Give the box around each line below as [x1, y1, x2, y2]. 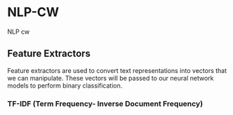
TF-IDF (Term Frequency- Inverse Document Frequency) [7, 99, 204, 109]
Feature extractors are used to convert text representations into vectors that [7, 66, 227, 74]
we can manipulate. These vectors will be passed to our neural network [7, 74, 214, 82]
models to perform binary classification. [7, 81, 123, 90]
